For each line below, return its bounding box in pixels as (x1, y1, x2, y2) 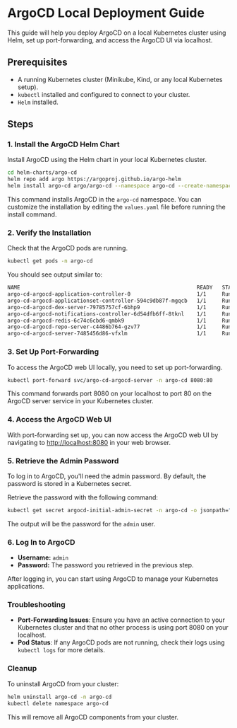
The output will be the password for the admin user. (7, 519, 156, 528)
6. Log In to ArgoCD (7, 537, 75, 547)
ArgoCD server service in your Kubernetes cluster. (7, 397, 154, 405)
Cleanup (7, 664, 37, 674)
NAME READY (7, 284, 213, 291)
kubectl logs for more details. (17, 646, 106, 654)
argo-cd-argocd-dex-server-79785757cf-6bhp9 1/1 (7, 304, 207, 311)
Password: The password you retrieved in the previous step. (17, 561, 194, 570)
